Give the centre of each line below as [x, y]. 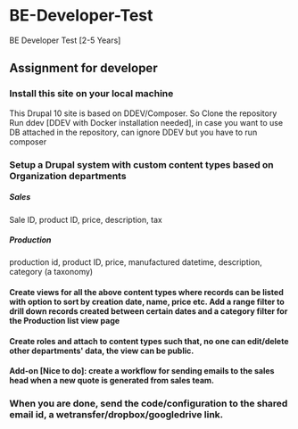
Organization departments [68, 176]
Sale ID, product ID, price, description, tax [86, 219]
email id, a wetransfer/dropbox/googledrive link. [116, 415]
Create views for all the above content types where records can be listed [146, 293]
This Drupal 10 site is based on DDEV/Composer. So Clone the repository [143, 113]
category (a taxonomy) [51, 272]
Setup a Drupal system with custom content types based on [141, 164]
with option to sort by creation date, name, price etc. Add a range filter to [147, 302]
